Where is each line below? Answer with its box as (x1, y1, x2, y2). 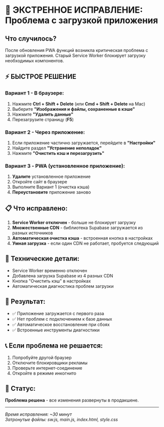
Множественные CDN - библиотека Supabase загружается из (12, 225, 143, 231)
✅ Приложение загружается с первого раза (12, 310, 104, 316)
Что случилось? (5, 34, 57, 43)
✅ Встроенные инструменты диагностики (12, 327, 100, 333)
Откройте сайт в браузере (12, 179, 67, 185)
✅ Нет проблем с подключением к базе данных (12, 316, 112, 322)
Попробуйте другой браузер (12, 354, 72, 360)
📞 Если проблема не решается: (5, 342, 103, 350)
